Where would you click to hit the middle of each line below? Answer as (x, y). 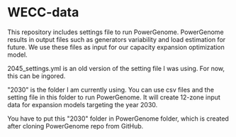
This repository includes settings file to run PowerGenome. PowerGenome (116, 32)
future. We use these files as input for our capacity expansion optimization (116, 47)
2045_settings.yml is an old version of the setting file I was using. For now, (116, 68)
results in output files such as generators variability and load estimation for (117, 39)
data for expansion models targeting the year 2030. (83, 104)
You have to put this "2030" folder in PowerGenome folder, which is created (118, 119)
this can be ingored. (36, 76)
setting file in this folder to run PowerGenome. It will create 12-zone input (114, 97)
